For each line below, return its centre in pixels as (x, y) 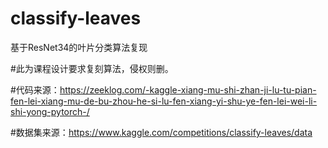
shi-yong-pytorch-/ (50, 111)
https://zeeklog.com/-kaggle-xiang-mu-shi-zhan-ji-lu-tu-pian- (188, 89)
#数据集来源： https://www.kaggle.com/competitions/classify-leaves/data (161, 132)
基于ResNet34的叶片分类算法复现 (79, 47)
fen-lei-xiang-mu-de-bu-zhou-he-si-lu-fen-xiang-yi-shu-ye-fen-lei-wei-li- (164, 101)
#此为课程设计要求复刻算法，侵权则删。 (92, 68)
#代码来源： (35, 89)
